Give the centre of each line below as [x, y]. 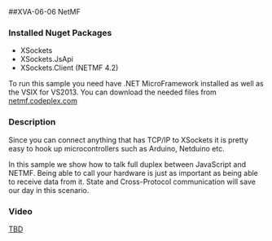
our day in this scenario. [49, 190]
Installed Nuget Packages [60, 33]
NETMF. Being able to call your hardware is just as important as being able [133, 173]
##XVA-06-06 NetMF [45, 12]
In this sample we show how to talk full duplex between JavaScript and [127, 164]
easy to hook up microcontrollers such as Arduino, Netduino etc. [117, 148]
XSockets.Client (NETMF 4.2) [69, 68]
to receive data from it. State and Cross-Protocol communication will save [132, 182]
